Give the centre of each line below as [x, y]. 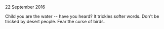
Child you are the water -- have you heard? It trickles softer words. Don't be [82, 16]
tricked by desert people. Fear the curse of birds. [55, 22]
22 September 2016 [25, 7]
